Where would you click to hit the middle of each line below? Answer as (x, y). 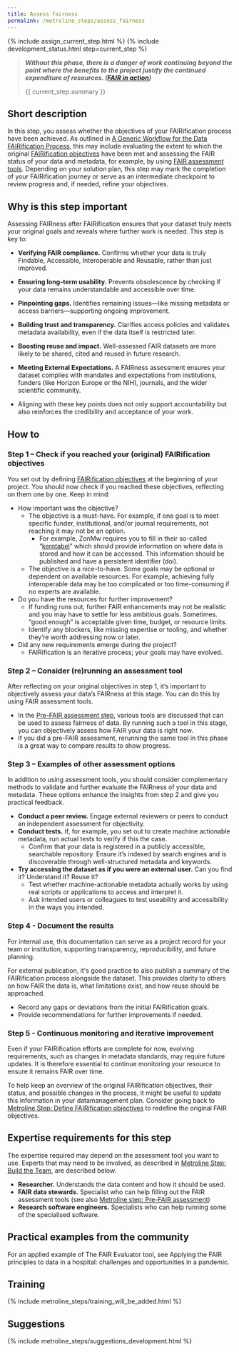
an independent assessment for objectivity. (81, 824)
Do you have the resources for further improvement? (95, 599)
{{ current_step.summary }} (65, 91)
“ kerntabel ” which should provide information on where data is (131, 546)
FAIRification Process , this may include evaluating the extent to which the (115, 146)
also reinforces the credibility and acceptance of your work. (106, 412)
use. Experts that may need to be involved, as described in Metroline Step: (117, 1163)
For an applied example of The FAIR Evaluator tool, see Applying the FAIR (115, 1254)
